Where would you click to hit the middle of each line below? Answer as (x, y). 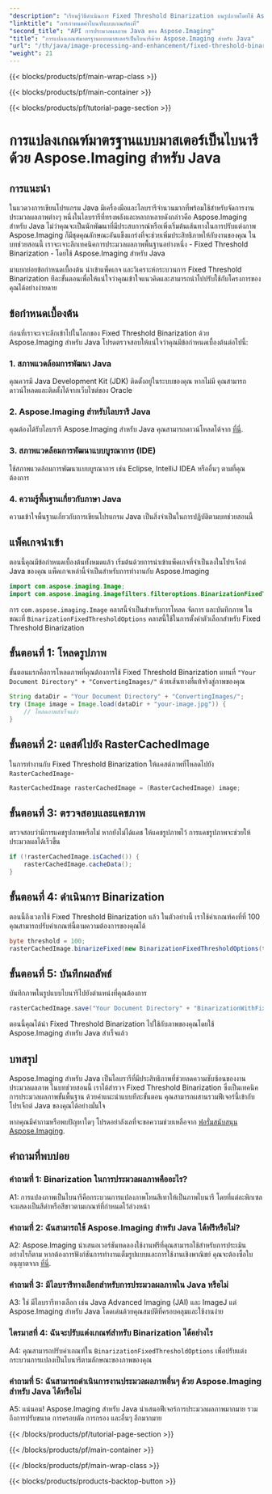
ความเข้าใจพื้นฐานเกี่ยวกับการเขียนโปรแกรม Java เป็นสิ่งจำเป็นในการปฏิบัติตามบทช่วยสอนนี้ (131, 517)
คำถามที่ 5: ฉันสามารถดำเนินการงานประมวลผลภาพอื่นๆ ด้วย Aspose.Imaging (135, 1381)
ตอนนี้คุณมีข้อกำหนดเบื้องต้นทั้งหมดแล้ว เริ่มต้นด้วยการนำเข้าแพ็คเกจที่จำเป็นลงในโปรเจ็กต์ (128, 562)
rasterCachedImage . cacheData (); (78, 865)
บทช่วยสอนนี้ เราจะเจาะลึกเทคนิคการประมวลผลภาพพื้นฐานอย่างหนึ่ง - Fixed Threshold (129, 244)
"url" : (20, 46)
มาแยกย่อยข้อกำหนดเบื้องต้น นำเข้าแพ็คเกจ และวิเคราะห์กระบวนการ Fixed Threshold (126, 269)
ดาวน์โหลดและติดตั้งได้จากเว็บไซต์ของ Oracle (71, 390)
